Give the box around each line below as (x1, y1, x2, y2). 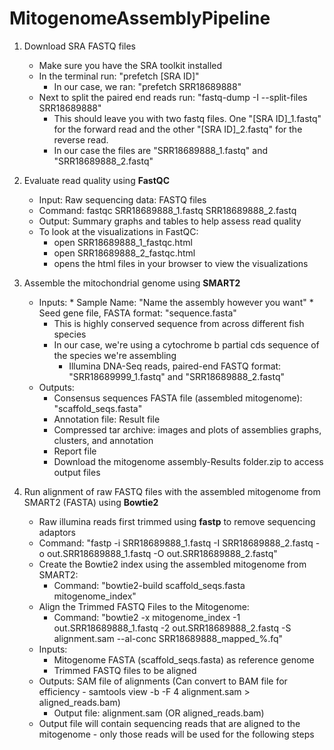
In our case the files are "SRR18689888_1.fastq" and (53, 144, 269, 156)
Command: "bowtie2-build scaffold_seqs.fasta (53, 579, 246, 591)
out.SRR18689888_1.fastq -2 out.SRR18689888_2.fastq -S (53, 622, 292, 634)
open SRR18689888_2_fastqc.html (53, 247, 196, 259)
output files (53, 466, 101, 478)
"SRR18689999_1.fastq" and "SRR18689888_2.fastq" (68, 370, 286, 382)
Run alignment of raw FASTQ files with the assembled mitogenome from (23, 485, 321, 497)
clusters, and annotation (53, 434, 154, 446)
